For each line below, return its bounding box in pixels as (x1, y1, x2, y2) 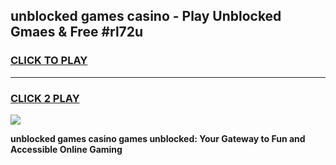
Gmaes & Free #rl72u (10, 24, 144, 41)
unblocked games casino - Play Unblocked (10, 8, 282, 25)
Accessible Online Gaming (10, 143, 123, 155)
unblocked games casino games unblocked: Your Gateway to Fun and (10, 132, 306, 144)
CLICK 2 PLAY (10, 91, 80, 105)
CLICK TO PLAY (10, 54, 88, 68)
